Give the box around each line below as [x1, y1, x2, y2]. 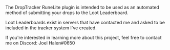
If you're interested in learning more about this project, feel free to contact [5, 35, 162, 40]
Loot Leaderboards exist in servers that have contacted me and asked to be [5, 20, 165, 25]
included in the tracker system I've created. [5, 25, 97, 31]
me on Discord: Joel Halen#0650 [5, 40, 75, 46]
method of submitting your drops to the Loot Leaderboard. [5, 10, 129, 16]
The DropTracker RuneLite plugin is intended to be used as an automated [5, 5, 160, 10]
